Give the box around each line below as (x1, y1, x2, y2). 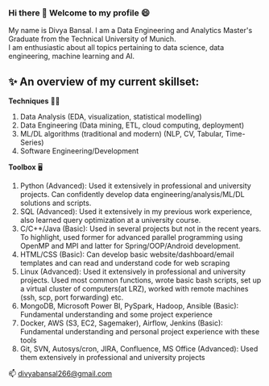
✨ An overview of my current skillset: (8, 74, 200, 88)
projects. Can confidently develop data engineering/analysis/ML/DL (19, 190, 245, 199)
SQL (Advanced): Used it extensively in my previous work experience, (19, 207, 252, 216)
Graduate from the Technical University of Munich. (8, 34, 176, 44)
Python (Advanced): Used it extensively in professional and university (19, 181, 251, 191)
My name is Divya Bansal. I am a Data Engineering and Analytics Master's (8, 26, 253, 36)
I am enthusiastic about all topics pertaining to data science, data (8, 43, 225, 52)
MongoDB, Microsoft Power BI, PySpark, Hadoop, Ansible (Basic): (19, 301, 239, 311)
